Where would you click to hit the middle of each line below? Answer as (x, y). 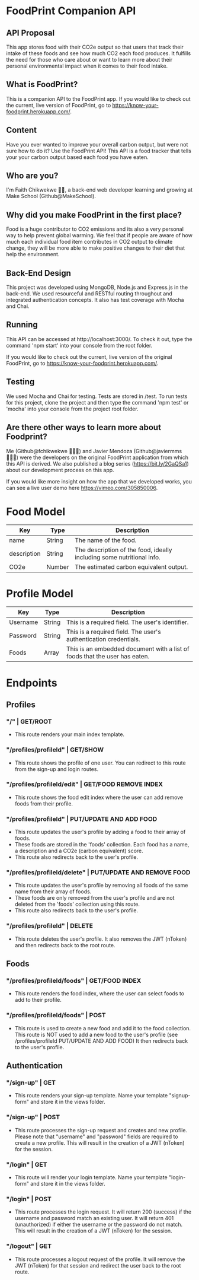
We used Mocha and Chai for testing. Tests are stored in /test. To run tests (97, 396)
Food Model (36, 512)
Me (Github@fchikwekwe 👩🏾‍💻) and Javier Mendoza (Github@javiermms (94, 451)
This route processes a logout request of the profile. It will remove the (100, 1259)
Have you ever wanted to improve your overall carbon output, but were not (97, 144)
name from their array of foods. (53, 891)
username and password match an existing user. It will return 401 (94, 1218)
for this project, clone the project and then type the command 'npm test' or (97, 402)
